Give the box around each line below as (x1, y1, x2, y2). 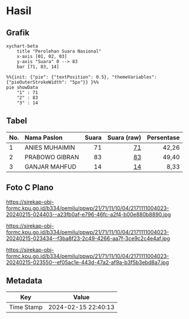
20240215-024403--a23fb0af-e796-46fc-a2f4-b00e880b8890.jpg (6, 211, 171, 218)
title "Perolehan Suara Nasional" (17, 48, 102, 54)
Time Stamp (9, 303, 43, 311)
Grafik (6, 28, 30, 38)
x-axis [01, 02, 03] (17, 54, 67, 60)
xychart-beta (6, 43, 38, 49)
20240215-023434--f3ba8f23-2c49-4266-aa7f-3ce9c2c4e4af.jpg (6, 235, 170, 242)
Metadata (6, 276, 43, 286)
